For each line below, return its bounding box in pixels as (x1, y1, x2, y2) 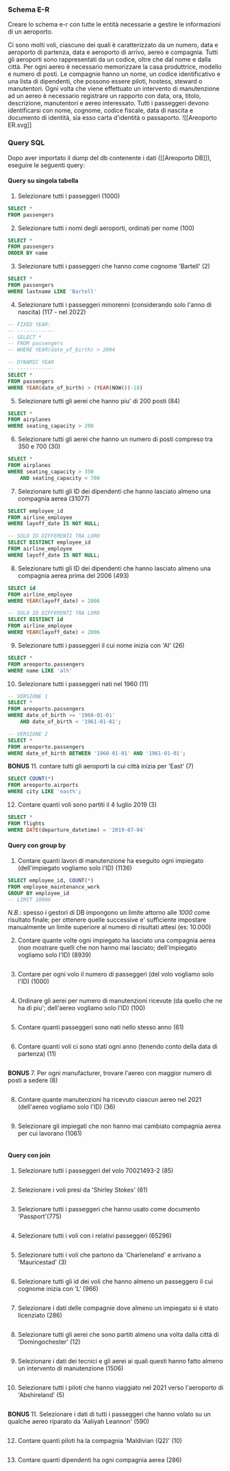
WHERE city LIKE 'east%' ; (8, 788, 81, 795)
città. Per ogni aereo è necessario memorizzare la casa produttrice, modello (8, 63, 222, 71)
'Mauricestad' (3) (17, 1258, 67, 1266)
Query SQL (8, 138, 45, 148)
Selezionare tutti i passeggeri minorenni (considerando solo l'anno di (17, 300, 212, 309)
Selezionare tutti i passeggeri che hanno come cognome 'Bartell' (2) (17, 262, 211, 271)
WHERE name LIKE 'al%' (8, 667, 73, 674)
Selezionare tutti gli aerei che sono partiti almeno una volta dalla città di (17, 1330, 220, 1338)
